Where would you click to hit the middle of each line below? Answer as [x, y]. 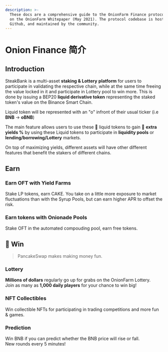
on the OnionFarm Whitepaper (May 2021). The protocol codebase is [81, 19]
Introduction [25, 69]
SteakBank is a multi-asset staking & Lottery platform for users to [73, 81]
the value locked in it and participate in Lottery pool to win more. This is [79, 92]
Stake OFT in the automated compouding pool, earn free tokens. [71, 228]
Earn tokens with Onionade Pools [46, 217]
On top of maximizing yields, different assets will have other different [76, 147]
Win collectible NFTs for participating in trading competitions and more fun [82, 309]
